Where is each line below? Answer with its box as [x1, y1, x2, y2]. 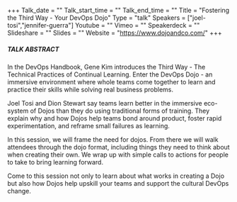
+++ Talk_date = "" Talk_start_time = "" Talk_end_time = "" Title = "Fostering [7, 6, 230, 14]
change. [7, 186, 32, 195]
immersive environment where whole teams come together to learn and [7, 77, 216, 86]
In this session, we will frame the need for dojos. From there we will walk [7, 135, 219, 144]
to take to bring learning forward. [7, 157, 104, 166]
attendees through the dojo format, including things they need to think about [7, 142, 230, 151]
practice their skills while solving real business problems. [7, 85, 173, 94]
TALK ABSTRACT [7, 45, 59, 53]
